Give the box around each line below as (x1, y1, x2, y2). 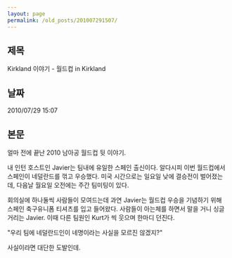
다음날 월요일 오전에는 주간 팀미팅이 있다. (16, 181, 129, 189)
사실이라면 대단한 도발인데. (7, 243, 81, 252)
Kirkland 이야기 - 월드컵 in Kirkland (7, 65, 106, 73)
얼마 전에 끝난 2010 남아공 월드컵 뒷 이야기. (7, 148, 127, 157)
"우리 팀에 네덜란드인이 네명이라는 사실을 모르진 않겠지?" (7, 228, 163, 236)
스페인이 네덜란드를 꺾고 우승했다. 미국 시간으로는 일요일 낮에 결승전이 (7, 172, 199, 180)
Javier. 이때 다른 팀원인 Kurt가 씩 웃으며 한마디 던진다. (25, 213, 175, 221)
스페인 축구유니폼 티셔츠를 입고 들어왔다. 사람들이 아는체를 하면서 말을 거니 (7, 205, 212, 213)
